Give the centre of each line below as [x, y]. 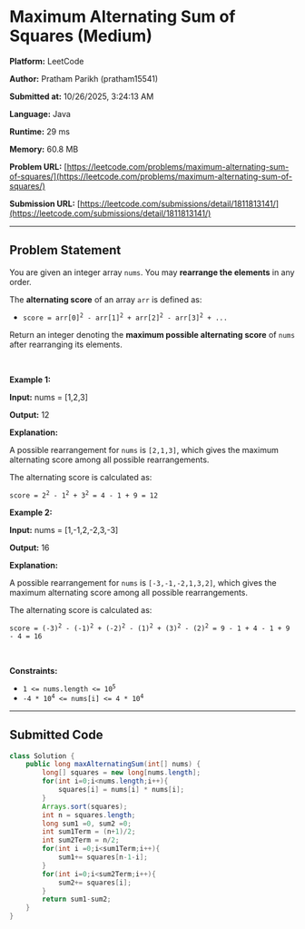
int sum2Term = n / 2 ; [81, 840]
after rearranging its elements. [66, 344]
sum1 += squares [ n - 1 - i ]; [103, 857]
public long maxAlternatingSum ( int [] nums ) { [113, 765]
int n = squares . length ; [89, 815]
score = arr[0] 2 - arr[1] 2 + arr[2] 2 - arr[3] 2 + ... [125, 317]
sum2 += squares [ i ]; [94, 883]
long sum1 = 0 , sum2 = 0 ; [87, 824]
